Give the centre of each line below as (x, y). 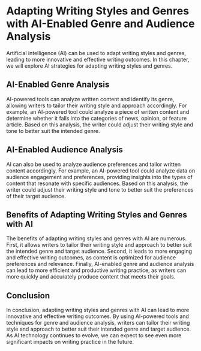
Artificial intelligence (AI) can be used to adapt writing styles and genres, (96, 53)
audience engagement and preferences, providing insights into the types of (100, 177)
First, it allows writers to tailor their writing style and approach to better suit (99, 245)
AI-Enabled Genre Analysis (58, 85)
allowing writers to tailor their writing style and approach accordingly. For (97, 105)
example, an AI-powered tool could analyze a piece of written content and (98, 111)
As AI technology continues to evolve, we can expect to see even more (94, 335)
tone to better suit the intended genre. (53, 131)
